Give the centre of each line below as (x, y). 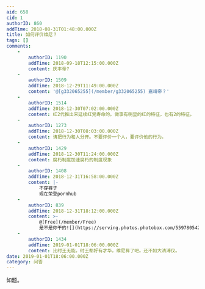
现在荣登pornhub (58, 194)
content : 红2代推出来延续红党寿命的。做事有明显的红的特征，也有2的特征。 (111, 114)
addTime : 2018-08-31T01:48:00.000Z (52, 29)
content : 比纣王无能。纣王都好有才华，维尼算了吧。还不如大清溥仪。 (104, 251)
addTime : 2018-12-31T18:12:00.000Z (74, 211)
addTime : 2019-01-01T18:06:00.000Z (74, 245)
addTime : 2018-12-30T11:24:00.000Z (74, 154)
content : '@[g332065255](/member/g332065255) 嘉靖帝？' (99, 92)
